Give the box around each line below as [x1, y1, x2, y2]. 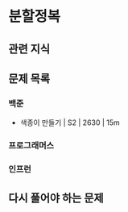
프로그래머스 [8, 140, 55, 152]
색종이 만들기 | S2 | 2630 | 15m [19, 118, 121, 127]
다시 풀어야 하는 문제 [8, 191, 104, 205]
